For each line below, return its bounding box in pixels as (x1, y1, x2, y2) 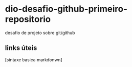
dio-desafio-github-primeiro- (5, 3, 128, 15)
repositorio (5, 14, 51, 25)
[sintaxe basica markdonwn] (5, 57, 63, 63)
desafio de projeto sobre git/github (5, 30, 75, 35)
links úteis (5, 44, 37, 52)
